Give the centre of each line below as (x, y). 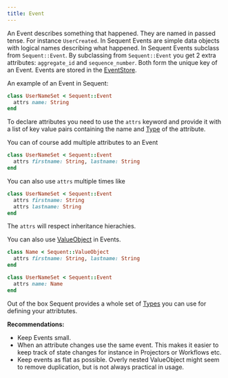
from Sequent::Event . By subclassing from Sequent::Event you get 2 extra (112, 55)
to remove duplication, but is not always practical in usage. (101, 367)
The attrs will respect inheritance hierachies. (72, 226)
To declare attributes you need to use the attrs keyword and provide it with (114, 122)
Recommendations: (36, 324)
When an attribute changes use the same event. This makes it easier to (118, 345)
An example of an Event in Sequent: (58, 83)
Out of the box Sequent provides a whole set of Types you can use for (107, 304)
